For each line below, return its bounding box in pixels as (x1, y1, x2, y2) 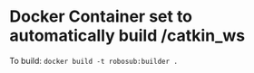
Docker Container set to (9, 6, 193, 27)
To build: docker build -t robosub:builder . (9, 55, 179, 66)
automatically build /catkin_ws (9, 25, 246, 46)
